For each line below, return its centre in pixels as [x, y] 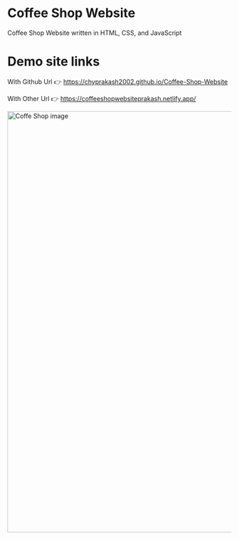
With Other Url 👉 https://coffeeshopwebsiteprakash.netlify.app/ [102, 98]
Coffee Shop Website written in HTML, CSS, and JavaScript [95, 33]
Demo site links [54, 62]
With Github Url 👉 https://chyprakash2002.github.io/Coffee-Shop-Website [118, 81]
